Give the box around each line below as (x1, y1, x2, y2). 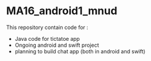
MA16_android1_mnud (6, 4, 118, 18)
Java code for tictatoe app (14, 35, 80, 42)
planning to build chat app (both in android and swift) (14, 47, 146, 54)
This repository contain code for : (6, 24, 88, 31)
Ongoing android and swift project (14, 41, 100, 49)
